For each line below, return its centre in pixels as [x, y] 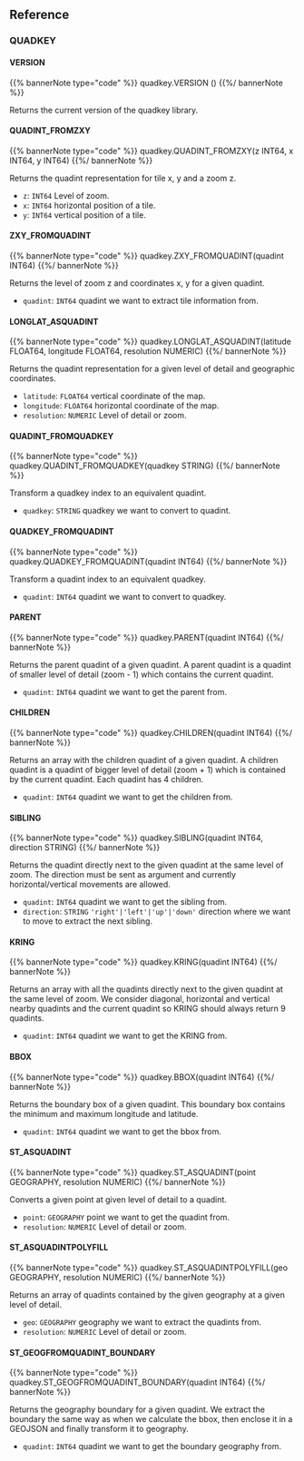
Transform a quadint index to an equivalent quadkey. [108, 579]
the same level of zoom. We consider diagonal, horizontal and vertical [140, 999]
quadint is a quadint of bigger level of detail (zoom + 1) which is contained [147, 770]
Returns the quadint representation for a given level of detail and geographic [152, 369]
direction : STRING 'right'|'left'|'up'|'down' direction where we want [157, 912]
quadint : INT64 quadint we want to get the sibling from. [125, 902]
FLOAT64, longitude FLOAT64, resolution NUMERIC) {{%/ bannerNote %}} [148, 351]
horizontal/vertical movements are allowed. [90, 885]
